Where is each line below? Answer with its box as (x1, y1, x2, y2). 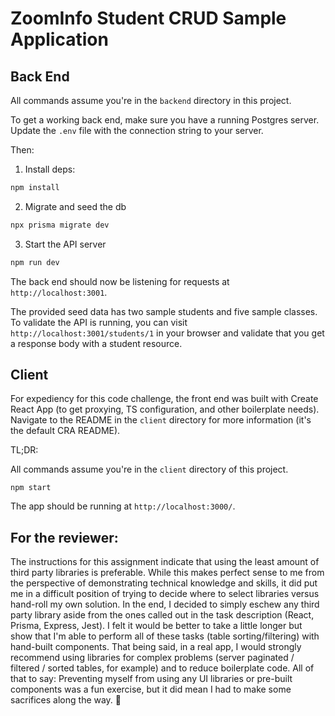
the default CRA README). (10, 425, 121, 437)
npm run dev (10, 257, 60, 267)
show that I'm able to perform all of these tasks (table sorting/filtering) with (10, 630, 320, 642)
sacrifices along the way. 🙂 (10, 694, 122, 706)
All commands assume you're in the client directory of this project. (10, 463, 289, 476)
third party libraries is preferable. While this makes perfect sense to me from (10, 567, 325, 579)
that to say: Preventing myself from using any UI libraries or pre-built (10, 673, 293, 685)
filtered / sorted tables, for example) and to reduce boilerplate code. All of (10, 662, 315, 674)
